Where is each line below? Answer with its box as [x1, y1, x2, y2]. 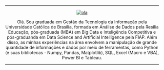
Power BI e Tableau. [61, 55, 102, 60]
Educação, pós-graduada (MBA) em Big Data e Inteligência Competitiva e [8, 29, 156, 35]
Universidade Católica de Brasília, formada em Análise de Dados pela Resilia [5, 24, 159, 29]
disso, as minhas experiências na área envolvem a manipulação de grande [7, 40, 157, 45]
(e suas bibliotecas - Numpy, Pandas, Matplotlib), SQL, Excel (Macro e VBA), [5, 50, 159, 56]
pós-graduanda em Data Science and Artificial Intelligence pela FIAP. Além [7, 34, 157, 40]
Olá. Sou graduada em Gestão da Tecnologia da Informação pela [17, 19, 147, 25]
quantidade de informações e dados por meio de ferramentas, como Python [5, 44, 159, 50]
